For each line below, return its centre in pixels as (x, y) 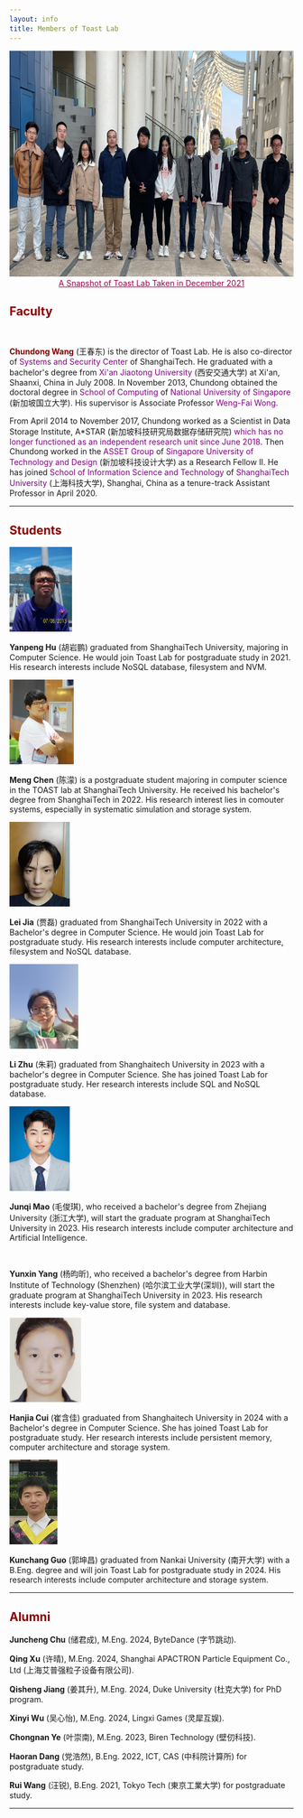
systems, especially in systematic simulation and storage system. (131, 809)
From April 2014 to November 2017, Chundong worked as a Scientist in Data (150, 421)
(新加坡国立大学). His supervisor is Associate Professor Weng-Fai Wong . (144, 403)
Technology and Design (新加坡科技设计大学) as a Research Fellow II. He (144, 462)
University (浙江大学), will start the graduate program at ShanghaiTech (140, 1218)
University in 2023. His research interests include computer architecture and (151, 1228)
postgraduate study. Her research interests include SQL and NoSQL (135, 1085)
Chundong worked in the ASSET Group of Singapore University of (132, 452)
